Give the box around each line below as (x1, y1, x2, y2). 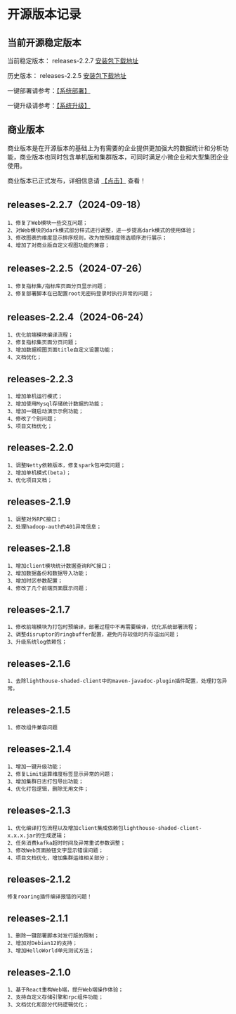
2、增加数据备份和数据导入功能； (7, 570, 89, 577)
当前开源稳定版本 (7, 37, 81, 48)
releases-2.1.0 (7, 966, 72, 978)
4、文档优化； (7, 354, 42, 361)
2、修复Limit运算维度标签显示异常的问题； (7, 770, 116, 777)
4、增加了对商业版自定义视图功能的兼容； (7, 242, 110, 249)
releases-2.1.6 (7, 658, 71, 670)
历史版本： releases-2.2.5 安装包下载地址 (7, 72, 126, 79)
